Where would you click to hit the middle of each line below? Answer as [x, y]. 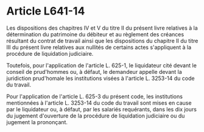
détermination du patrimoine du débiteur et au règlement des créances [95, 34]
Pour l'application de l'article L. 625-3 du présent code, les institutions [94, 96]
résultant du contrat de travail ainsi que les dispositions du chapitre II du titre [102, 41]
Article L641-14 [46, 11]
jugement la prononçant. [37, 122]
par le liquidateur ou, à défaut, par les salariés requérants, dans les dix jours [101, 109]
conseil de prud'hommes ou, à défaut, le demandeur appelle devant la [94, 71]
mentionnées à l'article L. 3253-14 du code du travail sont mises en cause [99, 103]
